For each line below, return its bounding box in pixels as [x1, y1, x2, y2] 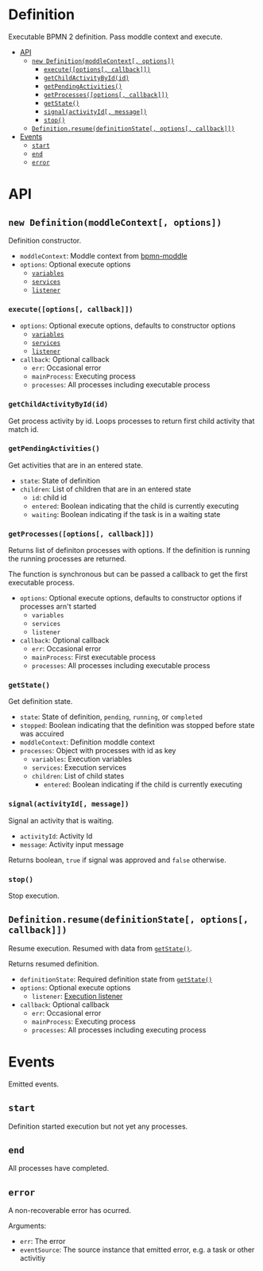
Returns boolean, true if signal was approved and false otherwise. [8, 855, 226, 865]
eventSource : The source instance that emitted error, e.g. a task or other [19, 1245, 255, 1254]
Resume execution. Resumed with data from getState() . [8, 943, 192, 953]
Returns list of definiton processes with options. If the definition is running [8, 546, 250, 555]
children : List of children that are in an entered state [19, 484, 191, 494]
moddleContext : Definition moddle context [19, 737, 155, 747]
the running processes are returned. [8, 554, 127, 564]
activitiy [19, 1254, 46, 1263]
